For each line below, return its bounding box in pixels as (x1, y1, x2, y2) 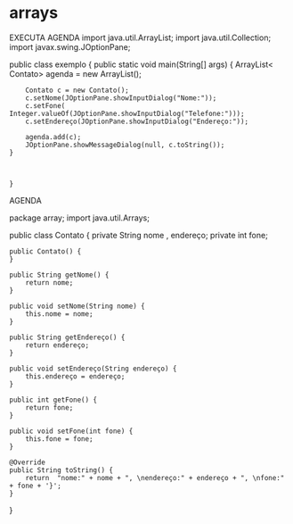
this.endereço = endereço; (25, 371, 126, 381)
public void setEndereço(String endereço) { (9, 364, 177, 373)
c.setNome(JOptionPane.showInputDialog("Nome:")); (25, 93, 217, 103)
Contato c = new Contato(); (25, 86, 129, 95)
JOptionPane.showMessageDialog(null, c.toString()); (25, 140, 225, 149)
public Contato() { (9, 246, 82, 256)
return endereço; (25, 340, 90, 350)
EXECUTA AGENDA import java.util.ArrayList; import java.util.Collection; (9, 32, 272, 43)
